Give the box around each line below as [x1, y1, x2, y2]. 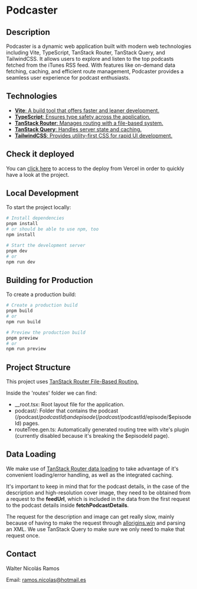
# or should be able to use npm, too [6, 226, 99, 232]
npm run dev [6, 259, 35, 265]
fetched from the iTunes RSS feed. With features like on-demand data [6, 61, 176, 69]
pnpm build [6, 308, 33, 314]
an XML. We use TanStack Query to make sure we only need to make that [6, 525, 185, 532]
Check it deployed [6, 149, 75, 160]
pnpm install [6, 221, 38, 227]
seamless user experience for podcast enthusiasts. [6, 74, 130, 81]
